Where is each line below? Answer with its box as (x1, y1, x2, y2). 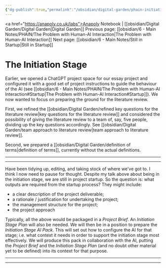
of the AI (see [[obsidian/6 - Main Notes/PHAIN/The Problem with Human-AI (5, 86, 161, 92)
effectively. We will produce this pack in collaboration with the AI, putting (5, 237, 154, 243)
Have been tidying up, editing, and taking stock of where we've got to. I (5, 166, 151, 172)
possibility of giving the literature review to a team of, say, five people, (5, 116, 148, 122)
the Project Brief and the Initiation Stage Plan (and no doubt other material (5, 242, 157, 248)
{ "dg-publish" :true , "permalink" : (5, 7, 74, 12)
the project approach (12, 207, 55, 213)
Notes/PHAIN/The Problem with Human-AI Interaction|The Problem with (5, 31, 152, 37)
